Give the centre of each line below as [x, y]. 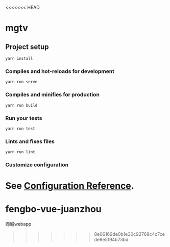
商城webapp [18, 224]
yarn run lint [20, 152]
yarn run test [20, 129]
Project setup [27, 47]
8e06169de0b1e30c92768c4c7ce [129, 234]
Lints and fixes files [30, 141]
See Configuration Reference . [70, 186]
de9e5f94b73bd [111, 240]
